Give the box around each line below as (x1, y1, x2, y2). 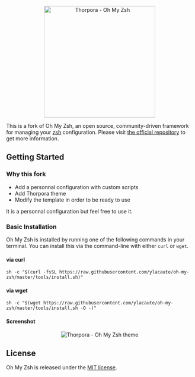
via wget (6, 287, 28, 294)
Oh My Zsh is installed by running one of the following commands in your (6, 235, 185, 243)
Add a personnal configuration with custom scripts (14, 183, 139, 190)
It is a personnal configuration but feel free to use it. (6, 208, 133, 215)
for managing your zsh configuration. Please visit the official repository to (6, 128, 186, 136)
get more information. (6, 135, 59, 142)
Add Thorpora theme (14, 190, 66, 197)
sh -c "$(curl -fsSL (6, 269, 57, 275)
